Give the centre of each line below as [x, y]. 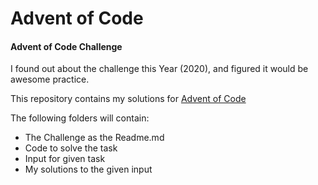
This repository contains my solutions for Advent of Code [128, 99]
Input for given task [65, 159]
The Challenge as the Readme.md [94, 138]
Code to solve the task [71, 148]
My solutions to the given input [88, 169]
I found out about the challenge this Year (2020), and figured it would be [159, 69]
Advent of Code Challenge [66, 46]
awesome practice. [50, 79]
